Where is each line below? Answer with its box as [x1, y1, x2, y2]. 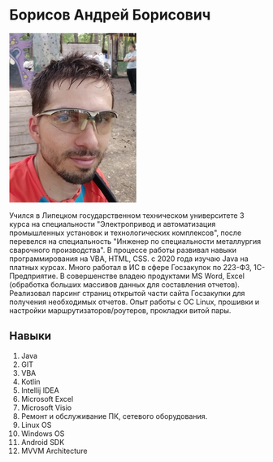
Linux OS [20, 420, 52, 429]
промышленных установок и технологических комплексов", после [9, 228, 242, 238]
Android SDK [20, 437, 65, 447]
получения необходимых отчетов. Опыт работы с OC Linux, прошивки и [9, 297, 260, 307]
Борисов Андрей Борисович [9, 6, 211, 24]
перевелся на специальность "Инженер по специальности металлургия [9, 236, 262, 246]
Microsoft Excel [20, 394, 74, 403]
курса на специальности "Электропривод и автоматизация [9, 219, 216, 229]
